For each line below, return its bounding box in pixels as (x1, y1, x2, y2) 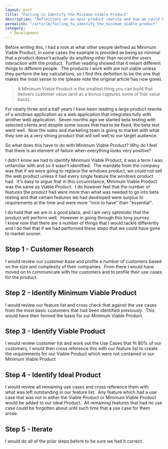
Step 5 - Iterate (5, 425, 53, 434)
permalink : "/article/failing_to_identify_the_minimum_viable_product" (5, 21, 157, 26)
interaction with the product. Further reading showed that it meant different (5, 60, 161, 66)
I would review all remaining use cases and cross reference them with (5, 384, 149, 390)
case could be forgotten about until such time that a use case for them (5, 405, 150, 411)
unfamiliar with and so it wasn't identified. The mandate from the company (5, 163, 160, 168)
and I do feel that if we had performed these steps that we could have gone (5, 225, 160, 231)
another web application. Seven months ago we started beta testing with (5, 117, 156, 122)
